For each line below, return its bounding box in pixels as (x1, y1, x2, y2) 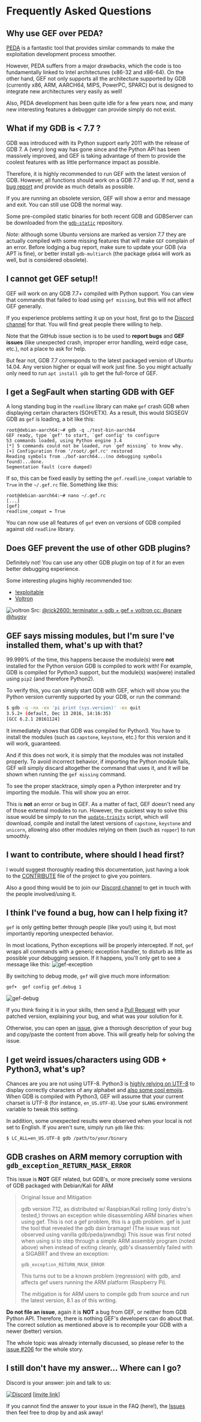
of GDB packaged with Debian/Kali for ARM (6, 1182, 114, 1189)
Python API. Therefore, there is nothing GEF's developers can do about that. (6, 1314, 194, 1322)
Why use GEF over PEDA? (6, 28, 103, 39)
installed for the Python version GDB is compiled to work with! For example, (6, 662, 193, 669)
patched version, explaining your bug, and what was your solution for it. (6, 1013, 184, 1020)
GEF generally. (6, 302, 43, 309)
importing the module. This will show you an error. (6, 789, 130, 796)
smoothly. (6, 832, 31, 839)
